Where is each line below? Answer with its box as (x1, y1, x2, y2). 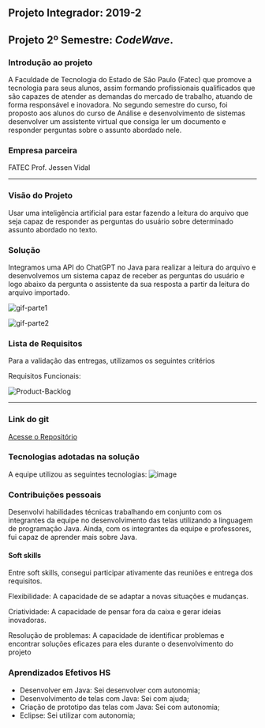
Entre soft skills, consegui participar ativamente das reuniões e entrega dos (8, 568, 254, 578)
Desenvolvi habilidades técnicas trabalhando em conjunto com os (8, 507, 222, 517)
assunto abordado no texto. (8, 224, 98, 234)
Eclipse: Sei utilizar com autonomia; (19, 711, 136, 720)
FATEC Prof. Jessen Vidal (8, 163, 91, 172)
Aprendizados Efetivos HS (8, 667, 111, 678)
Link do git (8, 414, 50, 425)
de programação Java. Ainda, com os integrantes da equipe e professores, (8, 524, 252, 534)
